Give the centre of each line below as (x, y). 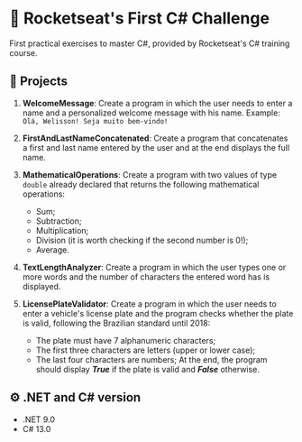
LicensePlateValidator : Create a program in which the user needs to (149, 304)
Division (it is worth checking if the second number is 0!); (142, 240)
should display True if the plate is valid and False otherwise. (147, 369)
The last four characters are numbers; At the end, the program (151, 359)
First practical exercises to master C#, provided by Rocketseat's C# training (150, 43)
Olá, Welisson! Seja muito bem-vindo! (95, 121)
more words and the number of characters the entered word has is (146, 276)
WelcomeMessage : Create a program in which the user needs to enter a (157, 103)
